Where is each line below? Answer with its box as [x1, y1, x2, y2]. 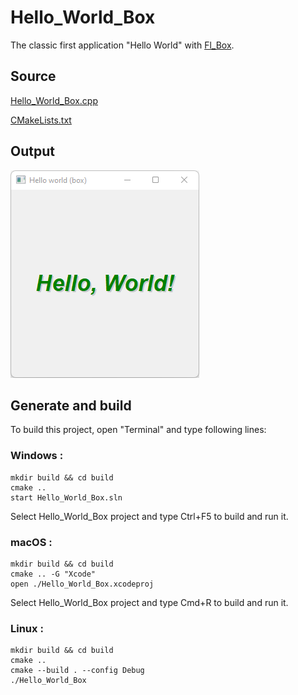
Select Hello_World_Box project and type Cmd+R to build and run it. [10, 596, 289, 608]
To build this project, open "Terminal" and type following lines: [10, 424, 267, 436]
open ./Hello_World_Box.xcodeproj [10, 579, 155, 589]
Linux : [10, 621, 44, 635]
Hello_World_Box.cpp [10, 94, 98, 106]
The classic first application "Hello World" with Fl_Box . [10, 39, 235, 51]
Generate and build [10, 397, 132, 414]
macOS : [10, 535, 53, 549]
